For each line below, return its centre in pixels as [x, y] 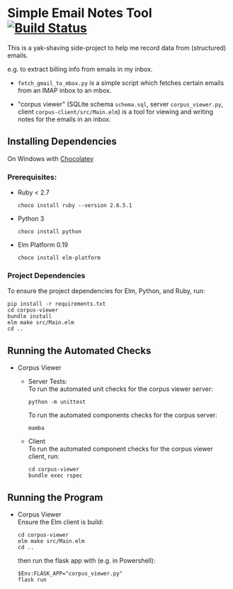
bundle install [30, 316]
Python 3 [31, 219]
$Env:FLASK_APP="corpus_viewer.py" [70, 573]
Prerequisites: [32, 177]
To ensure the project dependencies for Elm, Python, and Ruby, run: [106, 291]
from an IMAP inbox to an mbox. [64, 90]
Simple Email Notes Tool [80, 13]
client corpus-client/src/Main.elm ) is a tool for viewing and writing [115, 111]
